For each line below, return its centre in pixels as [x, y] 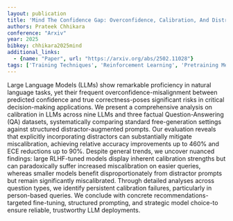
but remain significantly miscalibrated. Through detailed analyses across [111, 180]
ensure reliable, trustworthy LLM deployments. [74, 210]
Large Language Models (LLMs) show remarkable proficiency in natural [109, 85]
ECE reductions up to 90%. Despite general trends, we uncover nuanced [111, 151]
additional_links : [34, 53]
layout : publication [37, 14]
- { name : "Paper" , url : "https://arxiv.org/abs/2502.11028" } [104, 59]
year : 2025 [23, 39]
